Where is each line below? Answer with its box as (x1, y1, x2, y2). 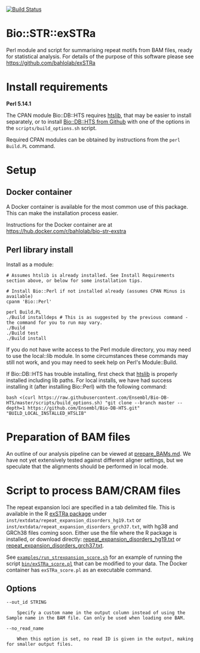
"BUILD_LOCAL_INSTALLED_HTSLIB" (6, 410, 87, 416)
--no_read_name (6, 625, 44, 632)
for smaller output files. (6, 642, 73, 648)
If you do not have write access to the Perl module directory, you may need (6, 345, 191, 353)
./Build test (6, 330, 39, 336)
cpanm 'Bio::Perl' (6, 299, 52, 305)
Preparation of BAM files (6, 430, 131, 444)
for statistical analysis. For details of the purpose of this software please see (6, 53, 194, 60)
